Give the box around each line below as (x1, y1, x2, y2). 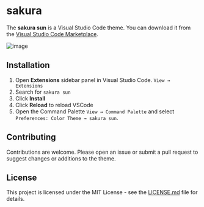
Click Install (15, 94, 46, 102)
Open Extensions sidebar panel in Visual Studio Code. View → (15, 76, 170, 83)
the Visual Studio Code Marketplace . (6, 30, 99, 37)
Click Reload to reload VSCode (15, 101, 93, 108)
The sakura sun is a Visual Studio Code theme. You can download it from (6, 24, 191, 31)
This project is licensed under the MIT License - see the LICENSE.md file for (6, 189, 198, 196)
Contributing (6, 132, 56, 143)
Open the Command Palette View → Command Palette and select (15, 108, 175, 115)
